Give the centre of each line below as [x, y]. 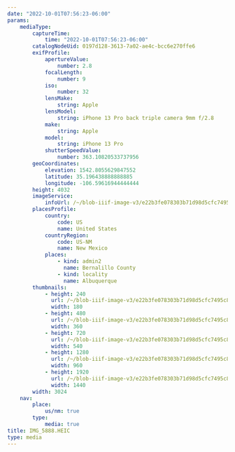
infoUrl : [57, 203]
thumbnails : [50, 287]
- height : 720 [65, 333]
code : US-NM [74, 242]
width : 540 [67, 346]
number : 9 [71, 79]
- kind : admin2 [79, 261]
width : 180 [67, 307]
